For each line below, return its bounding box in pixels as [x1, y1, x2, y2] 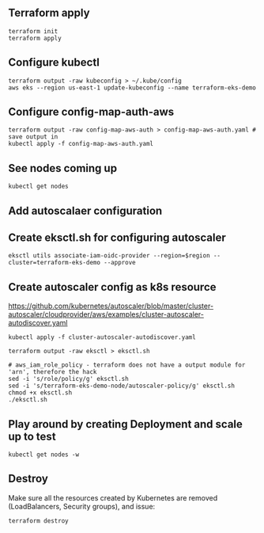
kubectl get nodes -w [8, 451, 80, 459]
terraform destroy [8, 516, 69, 525]
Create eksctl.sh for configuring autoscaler [8, 231, 227, 245]
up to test [8, 429, 57, 443]
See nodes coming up [8, 162, 117, 175]
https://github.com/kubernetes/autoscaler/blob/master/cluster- [8, 301, 214, 311]
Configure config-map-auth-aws [8, 105, 175, 119]
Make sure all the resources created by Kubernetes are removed [8, 493, 218, 502]
